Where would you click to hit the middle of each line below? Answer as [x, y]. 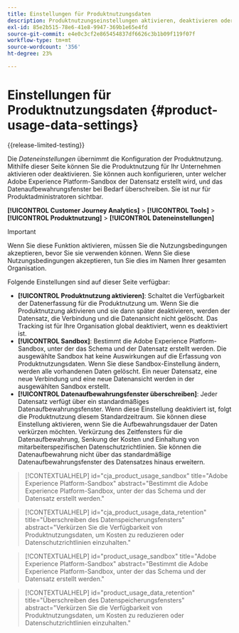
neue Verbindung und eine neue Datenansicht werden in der [106, 378]
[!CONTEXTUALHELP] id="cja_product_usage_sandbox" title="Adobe [126, 475]
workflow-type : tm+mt [39, 41]
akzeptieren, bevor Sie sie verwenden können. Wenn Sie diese [99, 252]
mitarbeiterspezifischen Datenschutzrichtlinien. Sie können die [109, 447]
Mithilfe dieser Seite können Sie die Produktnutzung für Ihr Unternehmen [114, 166]
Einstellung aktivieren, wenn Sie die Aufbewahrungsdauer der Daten [118, 424]
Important [22, 231]
